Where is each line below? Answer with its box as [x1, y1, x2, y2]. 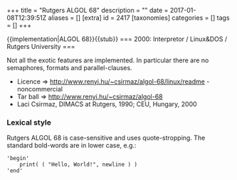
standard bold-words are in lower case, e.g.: [6, 141, 137, 150]
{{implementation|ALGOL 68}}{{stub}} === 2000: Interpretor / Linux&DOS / [6, 35, 228, 43]
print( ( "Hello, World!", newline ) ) [19, 161, 138, 169]
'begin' [6, 155, 30, 162]
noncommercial [16, 85, 63, 93]
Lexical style [6, 117, 51, 127]
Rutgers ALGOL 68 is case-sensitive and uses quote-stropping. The [6, 134, 206, 142]
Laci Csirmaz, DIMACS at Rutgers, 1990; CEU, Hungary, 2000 [16, 100, 197, 108]
